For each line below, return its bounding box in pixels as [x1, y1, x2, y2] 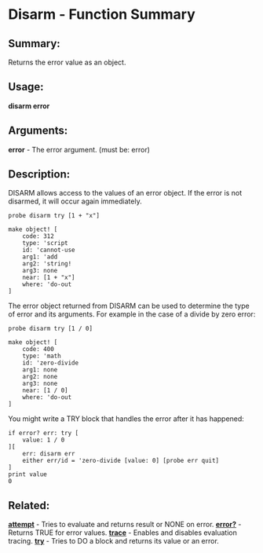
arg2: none [22, 373, 58, 381]
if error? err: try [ [8, 430, 79, 438]
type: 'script [22, 240, 68, 247]
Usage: [8, 80, 45, 93]
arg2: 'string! [22, 260, 72, 268]
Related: [8, 499, 50, 512]
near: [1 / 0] [22, 386, 68, 394]
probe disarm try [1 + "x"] [8, 212, 100, 220]
